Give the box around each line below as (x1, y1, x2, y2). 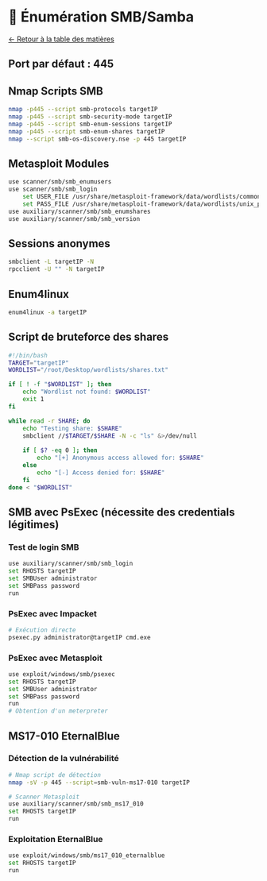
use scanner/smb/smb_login (8, 185, 98, 194)
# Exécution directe (8, 626, 77, 634)
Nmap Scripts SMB (8, 84, 103, 98)
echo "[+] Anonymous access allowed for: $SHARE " (37, 454, 204, 462)
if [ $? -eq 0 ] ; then (22, 446, 98, 454)
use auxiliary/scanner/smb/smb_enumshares (8, 207, 151, 215)
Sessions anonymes (8, 237, 111, 250)
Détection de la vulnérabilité (8, 753, 119, 764)
